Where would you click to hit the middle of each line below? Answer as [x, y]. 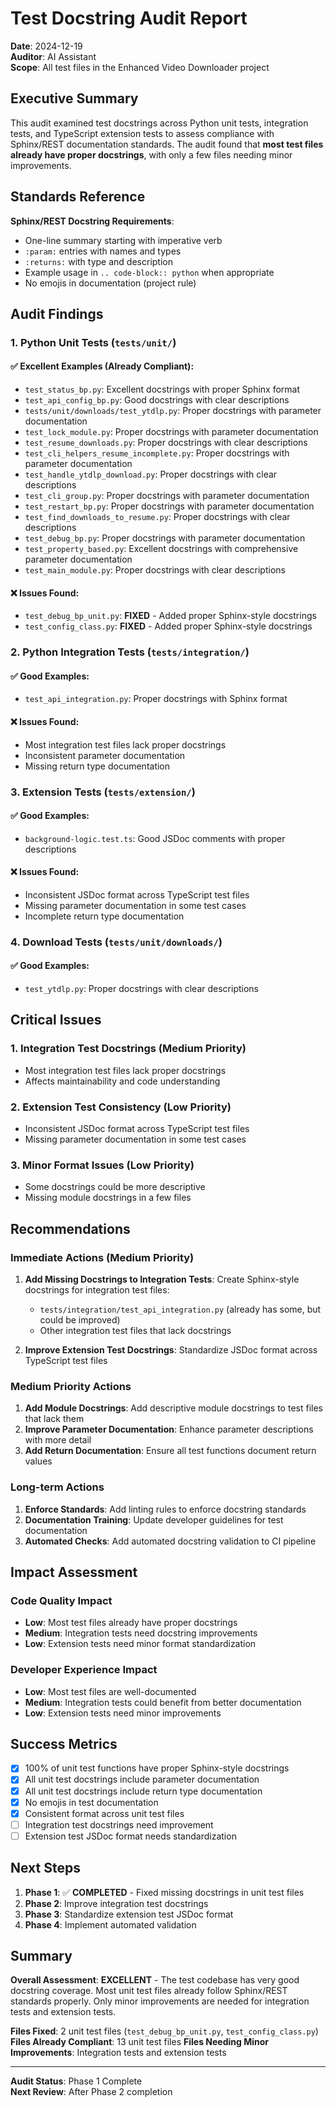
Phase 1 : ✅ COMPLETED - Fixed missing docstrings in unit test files [164, 1892]
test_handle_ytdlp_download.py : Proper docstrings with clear [151, 474]
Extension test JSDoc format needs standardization [130, 1836]
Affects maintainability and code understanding [122, 1081]
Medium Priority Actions [71, 1386]
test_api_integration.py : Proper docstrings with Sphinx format [156, 699]
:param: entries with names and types [103, 251]
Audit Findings [57, 313]
